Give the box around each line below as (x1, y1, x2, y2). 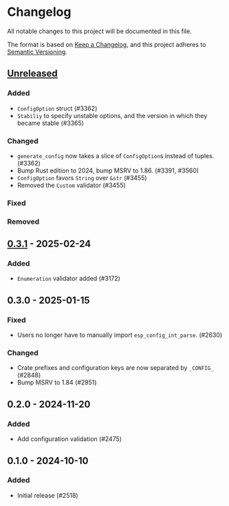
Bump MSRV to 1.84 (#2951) (17, 378, 98, 387)
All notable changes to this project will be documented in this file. (7, 27, 193, 35)
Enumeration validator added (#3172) (17, 274, 120, 283)
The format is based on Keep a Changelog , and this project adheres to (7, 40, 206, 48)
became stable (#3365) (17, 119, 85, 127)
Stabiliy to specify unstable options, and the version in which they (17, 111, 208, 119)
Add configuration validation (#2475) (17, 435, 122, 443)
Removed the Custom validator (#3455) (17, 181, 126, 189)
